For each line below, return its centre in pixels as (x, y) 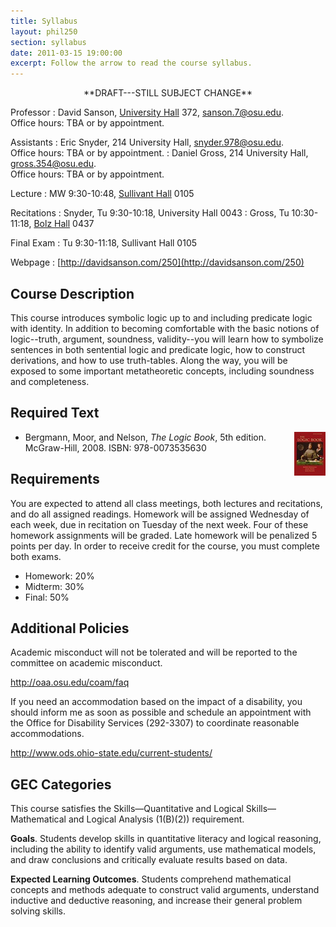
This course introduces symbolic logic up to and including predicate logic (161, 317)
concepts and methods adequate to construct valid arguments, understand (165, 890)
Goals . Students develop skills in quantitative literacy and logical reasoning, (166, 839)
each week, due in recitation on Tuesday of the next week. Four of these (159, 524)
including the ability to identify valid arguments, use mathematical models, (163, 849)
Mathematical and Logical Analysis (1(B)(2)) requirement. (127, 819)
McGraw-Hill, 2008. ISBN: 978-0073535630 (115, 447)
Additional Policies (70, 628)
